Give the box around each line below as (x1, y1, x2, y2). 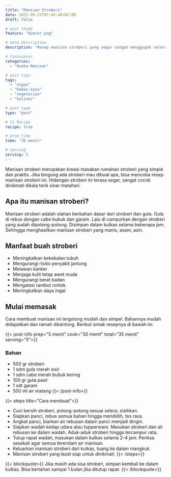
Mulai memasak (5, 302, 57, 311)
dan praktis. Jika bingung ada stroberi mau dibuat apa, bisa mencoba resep (5, 171, 164, 177)
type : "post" (5, 110, 33, 115)
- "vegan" (10, 82, 31, 87)
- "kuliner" (10, 96, 36, 101)
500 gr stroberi (12, 361, 45, 367)
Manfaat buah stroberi (5, 242, 78, 250)
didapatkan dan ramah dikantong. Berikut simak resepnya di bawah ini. (5, 322, 154, 328)
